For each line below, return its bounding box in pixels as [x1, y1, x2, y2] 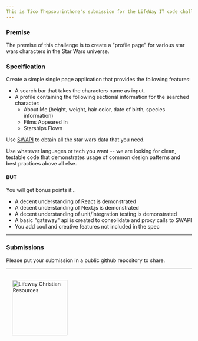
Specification [6, 62, 45, 71]
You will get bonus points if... [6, 187, 76, 194]
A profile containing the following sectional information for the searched [14, 94, 190, 101]
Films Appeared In [23, 118, 68, 125]
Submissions [6, 243, 44, 251]
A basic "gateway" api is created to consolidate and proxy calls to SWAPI [14, 217, 193, 224]
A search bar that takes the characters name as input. [14, 87, 146, 94]
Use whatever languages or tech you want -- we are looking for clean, [6, 148, 177, 155]
